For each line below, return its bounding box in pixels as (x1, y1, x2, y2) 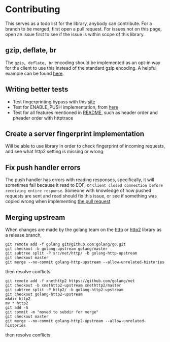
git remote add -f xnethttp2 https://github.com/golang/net (5, 278, 135, 283)
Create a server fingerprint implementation (5, 129, 145, 138)
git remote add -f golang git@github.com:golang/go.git (5, 242, 126, 247)
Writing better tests (5, 85, 69, 94)
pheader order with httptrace (12, 115, 74, 121)
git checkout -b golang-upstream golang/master (5, 246, 108, 251)
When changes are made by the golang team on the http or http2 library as (5, 226, 162, 233)
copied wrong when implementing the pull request (5, 198, 111, 205)
